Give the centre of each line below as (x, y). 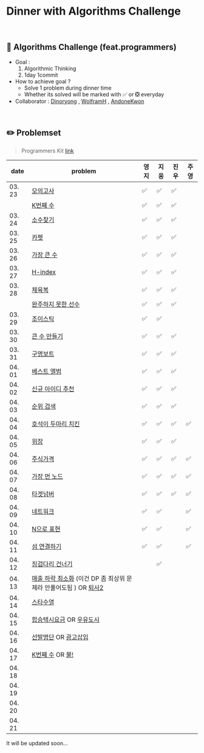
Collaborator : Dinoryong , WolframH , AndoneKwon (80, 101)
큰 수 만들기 (47, 336)
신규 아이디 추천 (53, 389)
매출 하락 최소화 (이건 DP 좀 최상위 (78, 578)
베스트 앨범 (46, 371)
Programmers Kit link (47, 150)
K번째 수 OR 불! (53, 654)
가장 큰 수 (44, 255)
